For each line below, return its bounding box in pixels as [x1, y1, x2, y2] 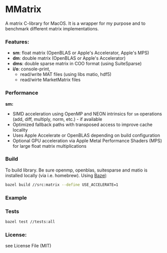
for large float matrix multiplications [12, 143, 87, 149]
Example [5, 194, 27, 201]
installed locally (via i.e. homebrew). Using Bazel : [5, 172, 107, 178]
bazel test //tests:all [5, 219, 55, 224]
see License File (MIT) [5, 243, 51, 249]
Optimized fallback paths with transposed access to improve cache [12, 121, 153, 128]
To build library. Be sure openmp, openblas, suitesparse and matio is [5, 167, 148, 173]
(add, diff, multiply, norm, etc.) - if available [12, 116, 102, 122]
